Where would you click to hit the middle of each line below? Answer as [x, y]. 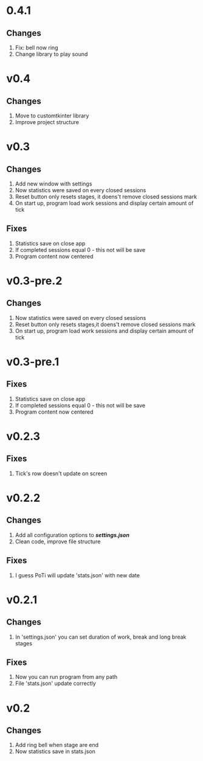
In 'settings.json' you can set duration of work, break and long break [101, 637]
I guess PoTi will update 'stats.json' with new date [77, 575]
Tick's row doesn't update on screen [61, 473]
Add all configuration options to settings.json [72, 535]
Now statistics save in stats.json [55, 751]
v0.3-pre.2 [34, 281]
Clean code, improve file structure [58, 541]
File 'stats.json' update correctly [55, 683]
